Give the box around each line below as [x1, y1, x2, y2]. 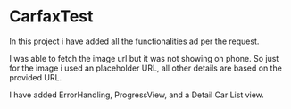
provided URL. [9, 71, 62, 82]
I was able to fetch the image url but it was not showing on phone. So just [9, 53, 279, 63]
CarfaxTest [9, 6, 94, 27]
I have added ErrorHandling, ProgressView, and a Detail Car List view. [9, 89, 265, 100]
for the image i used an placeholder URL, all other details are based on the [9, 63, 283, 73]
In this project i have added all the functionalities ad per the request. [9, 36, 260, 46]
